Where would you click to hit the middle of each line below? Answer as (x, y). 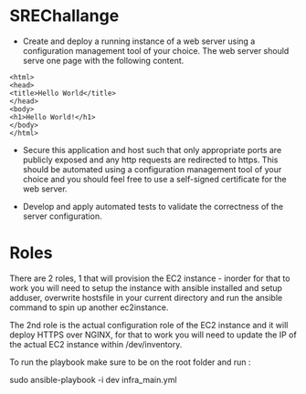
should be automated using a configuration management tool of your (152, 169)
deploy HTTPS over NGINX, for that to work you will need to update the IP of (153, 335)
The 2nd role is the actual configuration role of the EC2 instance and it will (149, 325)
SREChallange (64, 16)
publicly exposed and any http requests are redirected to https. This (150, 160)
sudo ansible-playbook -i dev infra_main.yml (93, 379)
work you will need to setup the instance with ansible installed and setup (146, 287)
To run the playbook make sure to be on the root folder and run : (130, 362)
